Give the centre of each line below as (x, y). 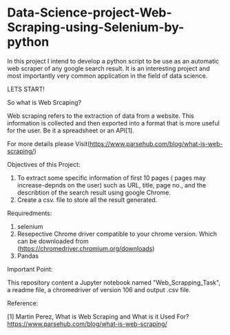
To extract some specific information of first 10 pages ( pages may (112, 178)
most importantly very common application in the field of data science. (107, 75)
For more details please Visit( (49, 143)
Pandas (28, 256)
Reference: (23, 303)
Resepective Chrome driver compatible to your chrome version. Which (117, 234)
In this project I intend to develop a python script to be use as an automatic (113, 61)
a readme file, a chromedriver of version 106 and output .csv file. (99, 290)
